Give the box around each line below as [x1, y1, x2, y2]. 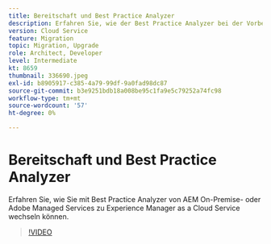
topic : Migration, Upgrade [8, 42, 99, 50]
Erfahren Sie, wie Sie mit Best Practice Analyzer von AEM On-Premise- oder [8, 194, 261, 204]
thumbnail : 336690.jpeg [8, 72, 89, 80]
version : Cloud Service [8, 27, 89, 35]
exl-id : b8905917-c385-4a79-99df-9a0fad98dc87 [8, 79, 168, 87]
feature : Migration [8, 34, 74, 43]
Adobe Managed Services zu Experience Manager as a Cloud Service [8, 203, 240, 213]
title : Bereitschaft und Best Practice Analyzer [8, 11, 175, 20]
